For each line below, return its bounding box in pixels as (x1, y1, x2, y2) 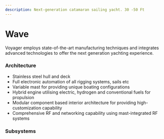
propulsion (12, 94, 35, 100)
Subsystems (5, 128, 36, 135)
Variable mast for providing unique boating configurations (12, 84, 130, 90)
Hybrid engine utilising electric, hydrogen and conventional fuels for (12, 89, 151, 95)
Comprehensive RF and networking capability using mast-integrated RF (12, 110, 158, 116)
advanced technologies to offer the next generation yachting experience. (5, 50, 154, 56)
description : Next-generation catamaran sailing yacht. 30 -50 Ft (5, 7, 145, 12)
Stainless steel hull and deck (12, 73, 71, 79)
